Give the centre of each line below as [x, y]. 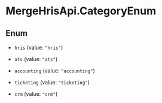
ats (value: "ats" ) [36, 59]
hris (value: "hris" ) [39, 47]
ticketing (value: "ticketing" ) [52, 82]
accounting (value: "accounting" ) [54, 71]
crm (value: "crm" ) [36, 94]
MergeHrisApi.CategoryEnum [81, 11]
